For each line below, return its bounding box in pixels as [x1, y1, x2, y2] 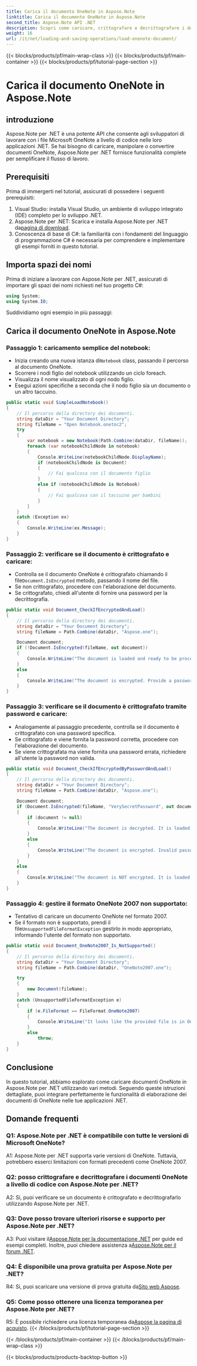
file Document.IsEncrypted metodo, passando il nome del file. [14, 577, 159, 584]
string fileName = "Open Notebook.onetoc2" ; [16, 421, 127, 428]
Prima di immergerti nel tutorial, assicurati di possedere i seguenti [6, 187, 165, 194]
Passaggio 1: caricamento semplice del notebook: [6, 344, 151, 352]
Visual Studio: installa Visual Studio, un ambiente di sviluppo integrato [14, 205, 184, 212]
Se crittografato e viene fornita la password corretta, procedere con [14, 735, 179, 743]
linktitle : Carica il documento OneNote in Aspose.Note [6, 14, 145, 20]
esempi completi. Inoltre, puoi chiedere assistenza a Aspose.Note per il [6, 1241, 177, 1249]
